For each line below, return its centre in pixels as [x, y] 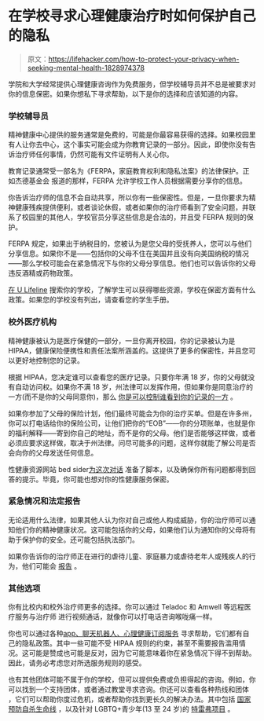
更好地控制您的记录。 [49, 360]
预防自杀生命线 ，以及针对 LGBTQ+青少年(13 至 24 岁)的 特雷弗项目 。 [121, 709]
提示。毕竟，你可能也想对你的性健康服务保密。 [97, 479]
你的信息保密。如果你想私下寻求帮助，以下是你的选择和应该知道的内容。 [125, 93]
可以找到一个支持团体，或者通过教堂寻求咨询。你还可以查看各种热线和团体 [128, 690]
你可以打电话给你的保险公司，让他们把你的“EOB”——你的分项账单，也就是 [128, 423]
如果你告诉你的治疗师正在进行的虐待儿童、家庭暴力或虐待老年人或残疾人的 [128, 556]
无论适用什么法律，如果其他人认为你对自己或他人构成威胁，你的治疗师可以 [128, 520]
